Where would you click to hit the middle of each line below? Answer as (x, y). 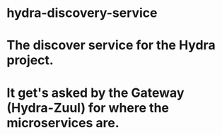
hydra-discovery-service (82, 13)
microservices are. (63, 123)
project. (30, 60)
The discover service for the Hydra (111, 46)
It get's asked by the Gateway (95, 93)
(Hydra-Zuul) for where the (88, 108)
